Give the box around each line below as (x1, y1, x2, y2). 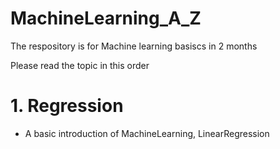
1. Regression (10, 95, 124, 117)
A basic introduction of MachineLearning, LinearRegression (24, 127, 270, 139)
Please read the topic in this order (10, 59, 150, 71)
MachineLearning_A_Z (10, 7, 202, 30)
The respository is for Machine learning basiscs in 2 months (10, 40, 258, 52)
